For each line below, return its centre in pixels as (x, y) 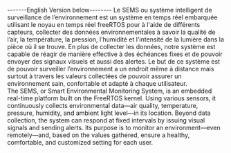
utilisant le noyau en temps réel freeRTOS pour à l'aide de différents (104, 25)
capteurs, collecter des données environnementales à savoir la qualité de (111, 32)
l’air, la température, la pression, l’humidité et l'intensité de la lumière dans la (116, 39)
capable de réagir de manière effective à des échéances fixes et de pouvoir (115, 54)
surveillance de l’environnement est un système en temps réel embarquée (112, 17)
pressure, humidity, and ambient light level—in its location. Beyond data (109, 113)
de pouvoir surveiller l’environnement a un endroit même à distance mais (111, 69)
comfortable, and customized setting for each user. (80, 142)
